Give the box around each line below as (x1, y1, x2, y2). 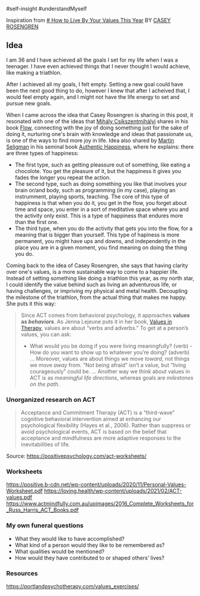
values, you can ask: (20, 331, 72, 338)
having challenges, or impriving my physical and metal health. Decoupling (6, 287, 188, 294)
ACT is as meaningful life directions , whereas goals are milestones (29, 374, 194, 381)
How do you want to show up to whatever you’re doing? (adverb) (29, 349, 190, 356)
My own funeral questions (6, 521, 84, 530)
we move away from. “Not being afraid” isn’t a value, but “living (29, 361, 186, 368)
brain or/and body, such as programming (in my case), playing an (14, 186, 176, 193)
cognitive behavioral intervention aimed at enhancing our (20, 416, 161, 423)
